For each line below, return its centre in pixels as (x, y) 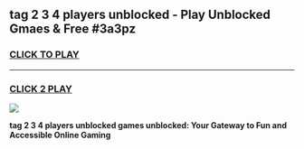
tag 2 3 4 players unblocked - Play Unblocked (140, 15)
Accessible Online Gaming (60, 135)
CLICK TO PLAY (44, 55)
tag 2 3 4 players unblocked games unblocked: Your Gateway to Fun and (148, 125)
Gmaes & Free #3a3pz (73, 29)
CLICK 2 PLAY (41, 88)
